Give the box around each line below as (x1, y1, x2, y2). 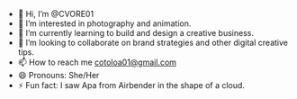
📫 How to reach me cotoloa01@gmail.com (17, 57, 177, 67)
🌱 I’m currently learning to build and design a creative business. (17, 28, 255, 38)
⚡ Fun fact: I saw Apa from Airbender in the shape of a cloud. (17, 80, 246, 90)
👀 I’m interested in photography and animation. (17, 18, 192, 29)
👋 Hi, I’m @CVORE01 (17, 9, 94, 19)
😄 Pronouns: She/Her (17, 70, 100, 80)
